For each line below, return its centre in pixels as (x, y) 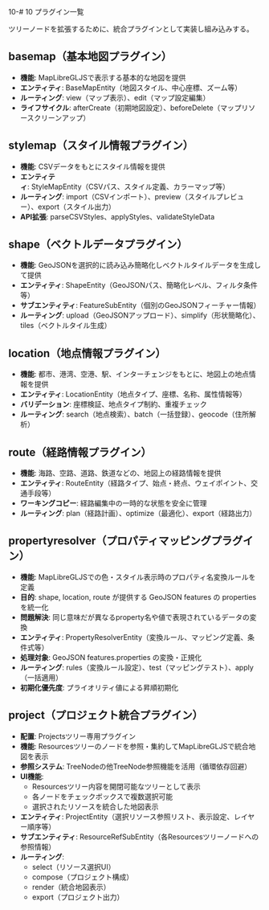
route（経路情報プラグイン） (80, 452)
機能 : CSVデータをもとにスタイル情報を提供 (93, 166)
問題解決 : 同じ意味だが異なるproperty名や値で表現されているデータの (135, 617)
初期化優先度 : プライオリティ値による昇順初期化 (99, 687)
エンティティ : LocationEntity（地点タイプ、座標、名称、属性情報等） (133, 394)
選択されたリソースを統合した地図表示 (95, 806)
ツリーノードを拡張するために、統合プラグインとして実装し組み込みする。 (131, 29)
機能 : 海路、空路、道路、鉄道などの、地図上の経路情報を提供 (120, 473)
